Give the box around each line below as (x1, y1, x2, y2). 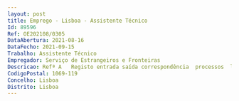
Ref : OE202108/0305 (7, 30, 65, 38)
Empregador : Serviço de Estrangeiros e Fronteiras (7, 57, 161, 64)
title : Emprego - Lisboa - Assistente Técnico (7, 17, 148, 24)
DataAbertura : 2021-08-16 (7, 37, 84, 44)
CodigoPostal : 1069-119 (7, 70, 78, 77)
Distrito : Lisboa (7, 83, 59, 90)
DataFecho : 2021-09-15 (7, 43, 75, 51)
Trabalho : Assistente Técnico (7, 51, 97, 58)
